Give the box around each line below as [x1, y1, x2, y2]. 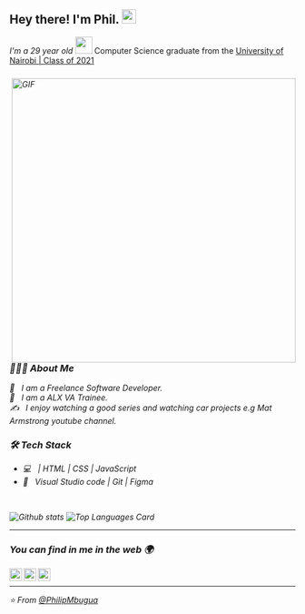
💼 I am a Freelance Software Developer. [9, 383, 163, 394]
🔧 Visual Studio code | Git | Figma [22, 477, 154, 488]
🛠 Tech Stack [9, 438, 72, 451]
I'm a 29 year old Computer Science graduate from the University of [9, 45, 284, 55]
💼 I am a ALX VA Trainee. [9, 392, 109, 403]
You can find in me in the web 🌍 [9, 543, 154, 556]
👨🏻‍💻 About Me [9, 361, 74, 374]
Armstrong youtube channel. [9, 416, 117, 427]
